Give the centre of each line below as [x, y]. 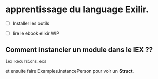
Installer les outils [31, 23]
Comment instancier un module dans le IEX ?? [79, 50]
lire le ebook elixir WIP [36, 33]
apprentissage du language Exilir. [77, 9]
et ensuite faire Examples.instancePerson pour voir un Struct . [70, 71]
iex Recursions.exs [26, 61]
